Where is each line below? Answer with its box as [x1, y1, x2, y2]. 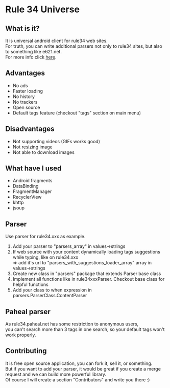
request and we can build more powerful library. [5, 371, 106, 377]
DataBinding [12, 183, 39, 189]
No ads [12, 82, 28, 88]
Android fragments [12, 178, 53, 184]
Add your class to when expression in [12, 287, 92, 293]
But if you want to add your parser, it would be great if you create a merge [5, 365, 161, 372]
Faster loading [12, 88, 43, 94]
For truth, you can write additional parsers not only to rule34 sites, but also [5, 43, 162, 49]
